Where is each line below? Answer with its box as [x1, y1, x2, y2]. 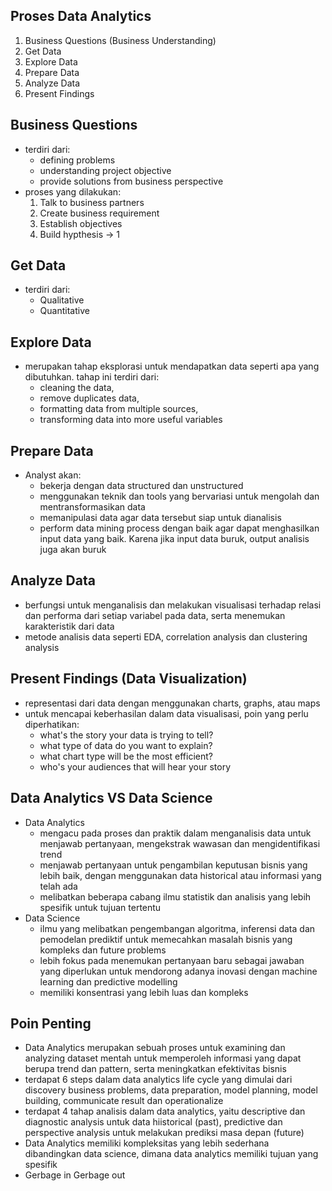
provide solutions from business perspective [39, 175, 224, 187]
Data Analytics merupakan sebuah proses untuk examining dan [24, 1042, 286, 1054]
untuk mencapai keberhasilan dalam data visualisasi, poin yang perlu [24, 707, 309, 719]
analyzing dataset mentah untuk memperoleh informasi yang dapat [24, 1052, 302, 1064]
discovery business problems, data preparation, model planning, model [24, 1084, 318, 1096]
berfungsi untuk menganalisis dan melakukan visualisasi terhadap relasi [24, 599, 322, 611]
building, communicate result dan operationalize [24, 1095, 224, 1107]
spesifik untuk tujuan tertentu [39, 901, 162, 913]
